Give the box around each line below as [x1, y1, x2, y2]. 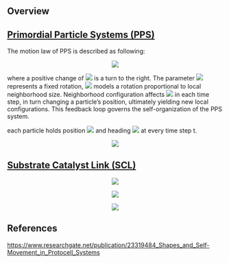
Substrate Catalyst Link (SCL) [7, 159, 136, 171]
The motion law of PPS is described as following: [7, 47, 145, 56]
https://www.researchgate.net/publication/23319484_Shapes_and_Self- [7, 240, 210, 249]
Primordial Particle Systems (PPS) [7, 29, 156, 41]
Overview [7, 5, 50, 17]
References [7, 222, 58, 234]
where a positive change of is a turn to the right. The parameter [7, 74, 195, 82]
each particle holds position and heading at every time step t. [7, 126, 197, 135]
